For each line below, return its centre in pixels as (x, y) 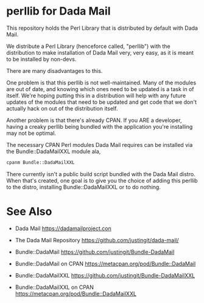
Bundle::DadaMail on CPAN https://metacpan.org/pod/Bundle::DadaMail (105, 264)
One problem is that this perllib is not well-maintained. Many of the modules (101, 83)
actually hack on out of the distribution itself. (62, 108)
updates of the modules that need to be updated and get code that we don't (101, 102)
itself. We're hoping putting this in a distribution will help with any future (96, 95)
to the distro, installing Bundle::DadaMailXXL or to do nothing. (84, 187)
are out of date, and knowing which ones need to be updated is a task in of (100, 89)
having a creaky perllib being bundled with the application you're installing (100, 126)
